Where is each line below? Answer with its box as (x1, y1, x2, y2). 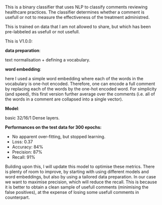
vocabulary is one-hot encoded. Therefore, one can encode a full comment (5, 81, 156, 87)
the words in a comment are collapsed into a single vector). (5, 96, 123, 102)
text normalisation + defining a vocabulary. (5, 57, 90, 62)
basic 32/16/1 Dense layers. (5, 115, 60, 120)
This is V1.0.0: (5, 38, 33, 44)
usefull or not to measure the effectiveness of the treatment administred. (5, 15, 150, 20)
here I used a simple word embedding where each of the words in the (5, 76, 144, 81)
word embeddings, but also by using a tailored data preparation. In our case (5, 174, 156, 179)
